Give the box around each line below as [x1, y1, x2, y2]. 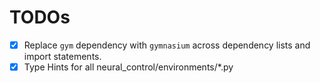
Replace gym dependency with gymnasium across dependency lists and [23, 39, 311, 51]
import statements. [23, 51, 102, 62]
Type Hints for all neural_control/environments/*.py [23, 61, 234, 73]
